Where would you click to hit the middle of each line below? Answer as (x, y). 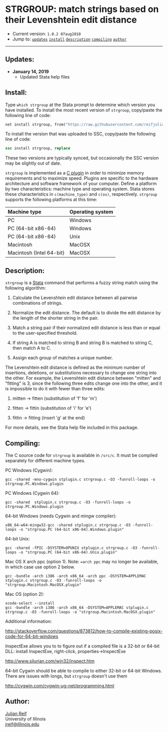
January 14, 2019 (30, 72)
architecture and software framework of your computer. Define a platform (81, 184)
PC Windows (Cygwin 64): (32, 493)
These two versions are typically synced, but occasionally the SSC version (82, 158)
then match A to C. (32, 348)
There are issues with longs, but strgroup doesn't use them (66, 676)
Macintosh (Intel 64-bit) (36, 253)
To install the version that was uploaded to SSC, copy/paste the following (80, 134)
